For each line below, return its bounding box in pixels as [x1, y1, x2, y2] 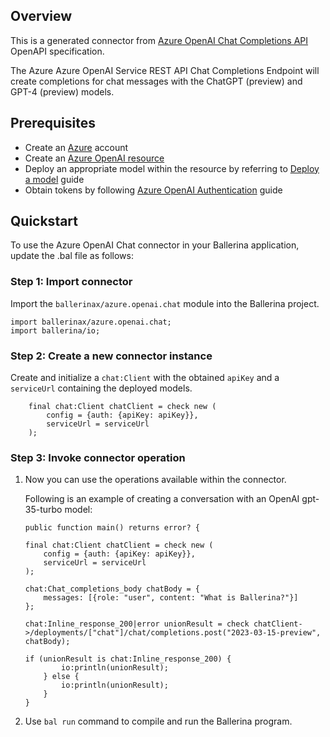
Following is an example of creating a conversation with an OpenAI [24, 493, 300, 505]
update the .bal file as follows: [10, 250, 134, 262]
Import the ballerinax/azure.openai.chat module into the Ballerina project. [10, 297, 320, 309]
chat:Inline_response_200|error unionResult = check [24, 619, 250, 629]
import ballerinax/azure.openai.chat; [10, 317, 172, 327]
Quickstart [10, 213, 79, 230]
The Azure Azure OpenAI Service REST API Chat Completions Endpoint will [10, 64, 320, 76]
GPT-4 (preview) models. [10, 85, 115, 98]
